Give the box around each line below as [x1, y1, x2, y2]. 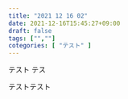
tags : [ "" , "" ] [8, 34, 56, 43]
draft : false [8, 27, 52, 35]
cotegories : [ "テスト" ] [8, 42, 92, 50]
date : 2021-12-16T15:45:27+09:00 [8, 19, 121, 27]
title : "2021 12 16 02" [8, 11, 89, 20]
